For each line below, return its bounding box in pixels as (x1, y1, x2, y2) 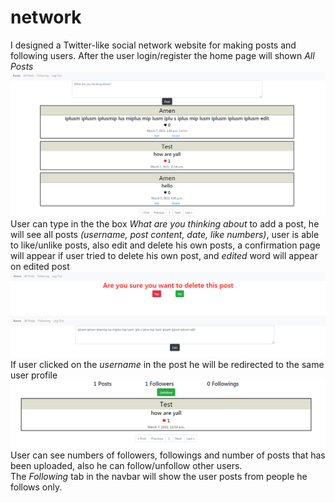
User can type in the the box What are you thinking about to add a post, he (10, 217, 320, 230)
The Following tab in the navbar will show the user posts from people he (10, 470, 308, 482)
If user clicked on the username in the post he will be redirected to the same (10, 359, 325, 371)
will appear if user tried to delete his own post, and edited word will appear (10, 249, 318, 261)
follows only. (10, 481, 63, 493)
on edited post (10, 260, 70, 272)
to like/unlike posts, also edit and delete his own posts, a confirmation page (10, 239, 321, 251)
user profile (10, 369, 58, 381)
